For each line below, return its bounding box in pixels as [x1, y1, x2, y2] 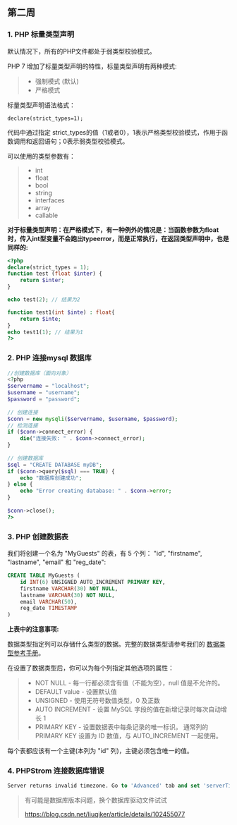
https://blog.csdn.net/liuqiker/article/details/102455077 [24, 810, 186, 819]
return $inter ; [20, 277, 65, 284]
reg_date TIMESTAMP [20, 605, 78, 612]
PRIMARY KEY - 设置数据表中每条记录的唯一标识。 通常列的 [35, 723, 209, 731]
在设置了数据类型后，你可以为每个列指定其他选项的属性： [7, 664, 174, 672]
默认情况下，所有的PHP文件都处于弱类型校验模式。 [7, 47, 157, 55]
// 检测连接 [7, 422, 39, 429]
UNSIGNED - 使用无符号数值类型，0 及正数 [35, 697, 160, 705]
